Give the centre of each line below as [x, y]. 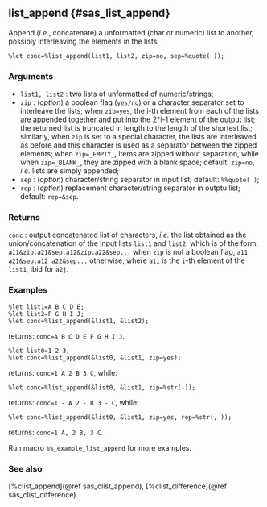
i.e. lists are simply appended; [70, 171]
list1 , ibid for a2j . [39, 269]
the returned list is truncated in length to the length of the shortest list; [136, 128]
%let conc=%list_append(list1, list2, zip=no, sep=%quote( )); [117, 56]
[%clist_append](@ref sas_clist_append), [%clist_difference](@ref [118, 486]
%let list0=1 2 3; [39, 351]
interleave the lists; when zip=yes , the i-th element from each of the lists [140, 111]
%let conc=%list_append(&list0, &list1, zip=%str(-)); [102, 387]
